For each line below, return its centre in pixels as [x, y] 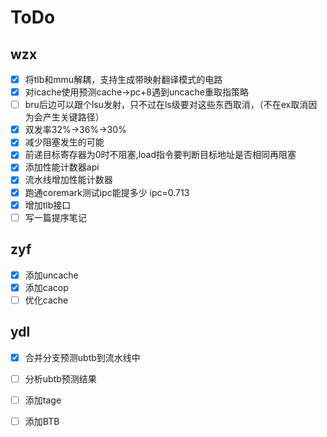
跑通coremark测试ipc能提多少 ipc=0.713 [107, 192]
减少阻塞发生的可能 [64, 142]
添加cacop [46, 287]
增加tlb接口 [48, 205]
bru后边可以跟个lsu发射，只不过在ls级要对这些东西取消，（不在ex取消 [166, 105]
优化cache [46, 300]
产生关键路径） [73, 117]
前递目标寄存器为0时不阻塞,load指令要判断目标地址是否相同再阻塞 [160, 155]
